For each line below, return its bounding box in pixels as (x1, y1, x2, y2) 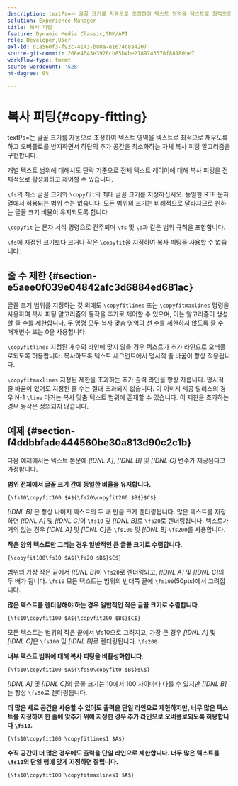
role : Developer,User (7, 37, 72, 44)
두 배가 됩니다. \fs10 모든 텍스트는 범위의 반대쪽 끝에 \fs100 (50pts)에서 (7, 577, 207, 585)
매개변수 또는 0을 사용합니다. (7, 328, 87, 336)
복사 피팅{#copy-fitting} (7, 109, 147, 125)
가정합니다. (7, 465, 38, 474)
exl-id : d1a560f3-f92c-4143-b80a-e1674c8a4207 (7, 43, 147, 50)
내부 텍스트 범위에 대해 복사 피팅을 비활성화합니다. (7, 652, 144, 660)
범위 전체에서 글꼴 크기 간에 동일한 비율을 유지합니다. (7, 480, 152, 489)
